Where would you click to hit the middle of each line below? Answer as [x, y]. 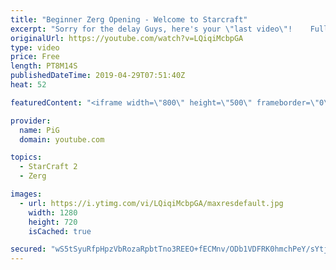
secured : [28, 249]
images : [26, 194]
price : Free [35, 57]
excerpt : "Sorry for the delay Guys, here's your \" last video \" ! [151, 29]
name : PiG [39, 130]
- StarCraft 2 [48, 167]
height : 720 [53, 222]
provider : [31, 121]
